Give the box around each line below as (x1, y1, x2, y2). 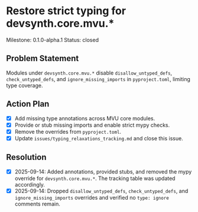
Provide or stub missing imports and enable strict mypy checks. (14, 121, 170, 129)
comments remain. (14, 200, 60, 207)
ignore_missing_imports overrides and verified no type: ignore (14, 194, 170, 201)
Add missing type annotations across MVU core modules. (14, 114, 155, 122)
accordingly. (14, 181, 46, 188)
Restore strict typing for (6, 4, 126, 18)
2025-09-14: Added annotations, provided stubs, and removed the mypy (14, 168, 192, 175)
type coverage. (6, 82, 43, 89)
